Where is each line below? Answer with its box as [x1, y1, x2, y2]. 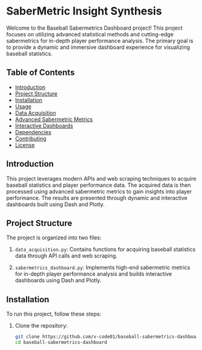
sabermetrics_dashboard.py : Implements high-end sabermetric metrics [14, 264, 191, 271]
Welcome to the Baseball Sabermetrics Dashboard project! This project [6, 24, 183, 31]
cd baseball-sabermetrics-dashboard [14, 340, 107, 346]
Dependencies [14, 128, 52, 135]
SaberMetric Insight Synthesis [6, 4, 162, 18]
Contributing [14, 135, 46, 142]
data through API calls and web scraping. [14, 252, 118, 259]
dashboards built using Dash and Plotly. [6, 201, 105, 208]
